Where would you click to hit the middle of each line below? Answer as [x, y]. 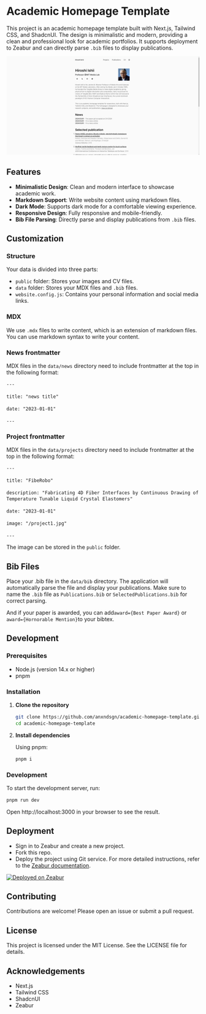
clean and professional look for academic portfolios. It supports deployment [102, 41]
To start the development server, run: [53, 788]
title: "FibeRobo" [30, 481]
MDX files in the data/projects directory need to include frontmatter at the [100, 450]
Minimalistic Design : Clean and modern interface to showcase [95, 187]
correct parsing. [27, 601]
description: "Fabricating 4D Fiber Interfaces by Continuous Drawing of [103, 493]
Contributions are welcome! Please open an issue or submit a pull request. [100, 911]
